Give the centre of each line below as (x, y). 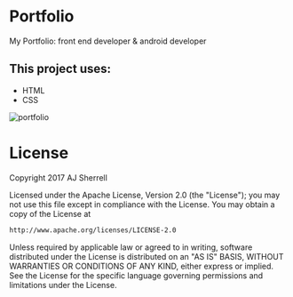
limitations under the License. (63, 285)
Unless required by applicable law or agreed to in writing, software (131, 247)
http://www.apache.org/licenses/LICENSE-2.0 (93, 230)
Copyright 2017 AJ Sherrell (59, 177)
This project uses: (60, 69)
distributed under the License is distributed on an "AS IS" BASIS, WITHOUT (146, 256)
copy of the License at (50, 213)
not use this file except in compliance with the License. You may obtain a (142, 204)
